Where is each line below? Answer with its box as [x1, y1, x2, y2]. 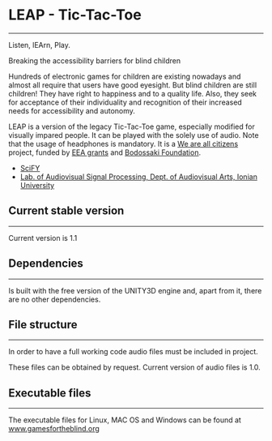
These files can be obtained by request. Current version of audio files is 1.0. [8, 362, 261, 372]
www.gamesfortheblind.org [8, 424, 100, 434]
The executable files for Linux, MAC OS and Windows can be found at [8, 415, 241, 425]
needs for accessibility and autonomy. [8, 105, 136, 115]
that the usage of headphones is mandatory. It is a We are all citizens [8, 139, 239, 148]
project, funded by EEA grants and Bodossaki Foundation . [8, 148, 201, 157]
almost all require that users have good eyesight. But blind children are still [8, 79, 257, 90]
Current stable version [8, 204, 125, 218]
